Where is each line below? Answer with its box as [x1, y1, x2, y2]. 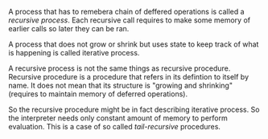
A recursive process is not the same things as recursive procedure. [8, 63, 231, 73]
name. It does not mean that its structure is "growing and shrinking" [8, 80, 233, 90]
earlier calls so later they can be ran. [8, 24, 130, 33]
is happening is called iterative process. [8, 48, 140, 57]
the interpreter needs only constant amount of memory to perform [8, 113, 228, 123]
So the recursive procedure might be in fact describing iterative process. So [8, 104, 260, 114]
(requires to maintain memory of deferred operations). [8, 89, 188, 99]
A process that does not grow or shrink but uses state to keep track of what [8, 39, 259, 49]
